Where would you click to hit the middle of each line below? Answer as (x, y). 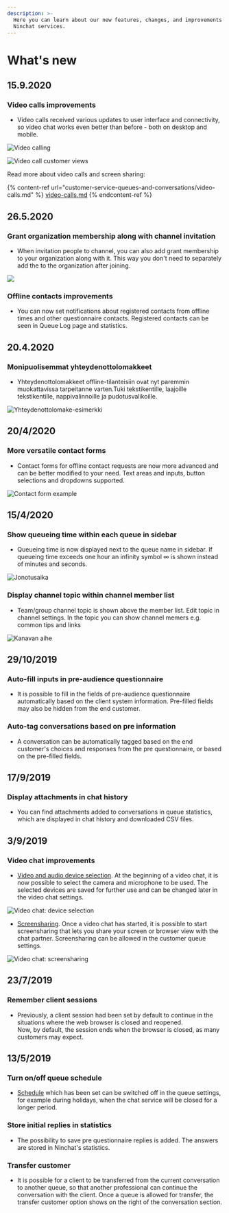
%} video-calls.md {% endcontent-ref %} (94, 195)
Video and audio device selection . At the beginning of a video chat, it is (117, 875)
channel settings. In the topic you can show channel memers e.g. (109, 617)
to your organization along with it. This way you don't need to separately (119, 258)
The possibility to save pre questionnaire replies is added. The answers (118, 1140)
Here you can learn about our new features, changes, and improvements (118, 20)
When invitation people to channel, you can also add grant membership (118, 250)
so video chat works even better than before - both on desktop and (112, 127)
